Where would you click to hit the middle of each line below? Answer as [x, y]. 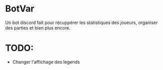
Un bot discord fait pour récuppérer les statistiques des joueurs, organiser [81, 22]
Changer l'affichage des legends [46, 62]
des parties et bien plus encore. [38, 27]
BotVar [20, 9]
